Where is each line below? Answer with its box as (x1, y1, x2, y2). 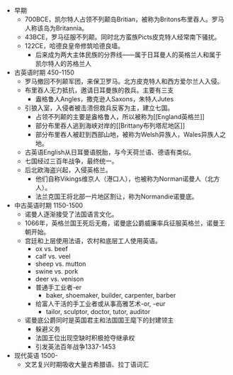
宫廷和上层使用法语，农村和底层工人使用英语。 (24, 237, 161, 245)
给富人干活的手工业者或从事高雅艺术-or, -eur (35, 300, 166, 308)
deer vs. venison (35, 275, 84, 283)
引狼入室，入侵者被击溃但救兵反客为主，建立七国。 (24, 103, 174, 112)
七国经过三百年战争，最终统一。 (24, 157, 118, 165)
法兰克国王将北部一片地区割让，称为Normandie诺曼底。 (35, 192, 198, 201)
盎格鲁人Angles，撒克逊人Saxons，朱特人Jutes (35, 95, 174, 103)
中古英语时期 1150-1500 (13, 201, 84, 209)
